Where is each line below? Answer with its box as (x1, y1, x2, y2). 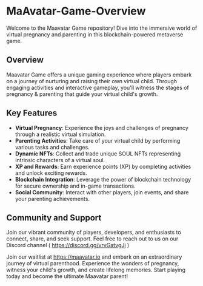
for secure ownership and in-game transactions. (15, 182, 136, 189)
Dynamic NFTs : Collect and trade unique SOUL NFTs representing (15, 150, 181, 157)
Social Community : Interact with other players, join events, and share (15, 188, 189, 196)
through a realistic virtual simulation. (15, 131, 106, 138)
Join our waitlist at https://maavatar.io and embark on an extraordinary (6, 253, 182, 260)
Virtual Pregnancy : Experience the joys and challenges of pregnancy (15, 124, 189, 131)
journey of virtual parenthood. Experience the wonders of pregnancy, (6, 260, 179, 267)
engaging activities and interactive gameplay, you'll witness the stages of (6, 84, 189, 91)
